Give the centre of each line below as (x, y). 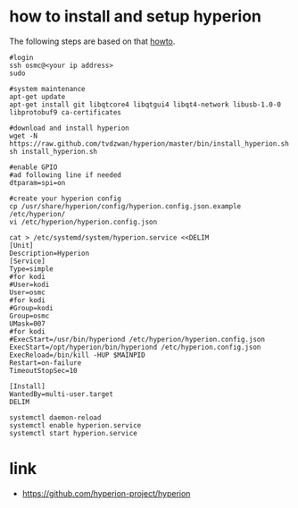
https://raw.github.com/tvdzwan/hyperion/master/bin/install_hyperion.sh (149, 144)
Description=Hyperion (50, 253)
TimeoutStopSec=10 (43, 370)
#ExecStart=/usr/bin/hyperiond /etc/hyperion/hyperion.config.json (137, 339)
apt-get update (37, 97)
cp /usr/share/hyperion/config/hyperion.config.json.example (125, 206)
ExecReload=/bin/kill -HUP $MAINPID (77, 355)
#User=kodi (29, 284)
